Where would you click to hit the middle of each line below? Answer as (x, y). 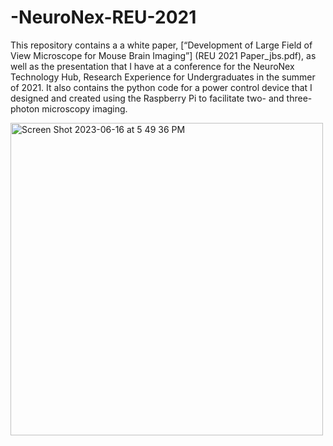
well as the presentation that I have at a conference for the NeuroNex (152, 66)
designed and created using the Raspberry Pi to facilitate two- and (147, 98)
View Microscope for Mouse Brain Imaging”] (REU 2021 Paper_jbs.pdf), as (163, 55)
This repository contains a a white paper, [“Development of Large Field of (161, 45)
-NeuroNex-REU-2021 (103, 17)
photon (25, 108)
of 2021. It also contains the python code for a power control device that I (161, 87)
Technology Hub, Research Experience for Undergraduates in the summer (163, 77)
